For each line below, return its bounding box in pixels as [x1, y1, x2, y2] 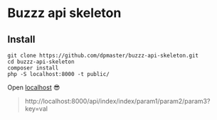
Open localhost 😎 [7, 83, 60, 92]
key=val [24, 104, 48, 113]
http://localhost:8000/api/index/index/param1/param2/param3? [24, 97, 211, 105]
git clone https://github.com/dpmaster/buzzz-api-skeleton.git [7, 52, 199, 59]
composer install [7, 65, 59, 72]
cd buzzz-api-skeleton [7, 58, 75, 65]
